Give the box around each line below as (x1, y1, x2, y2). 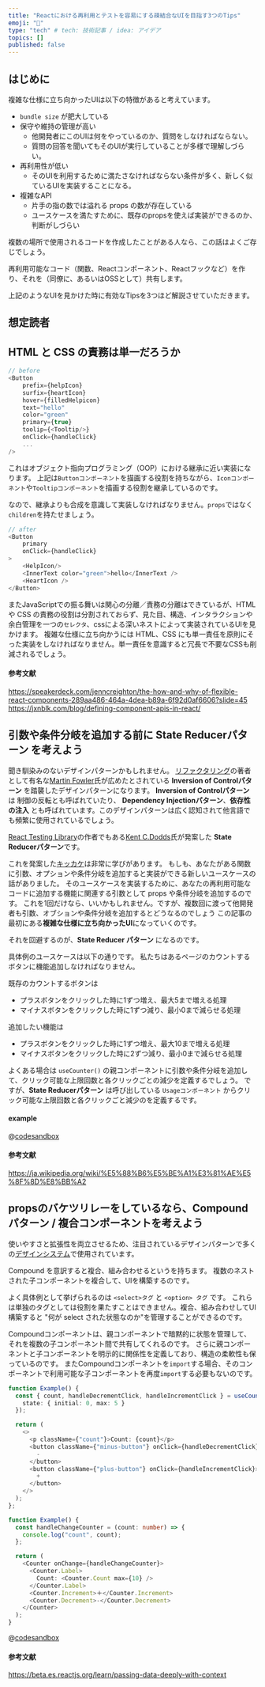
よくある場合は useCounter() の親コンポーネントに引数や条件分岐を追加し (8, 1065, 248, 1075)
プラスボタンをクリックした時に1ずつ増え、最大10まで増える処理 (19, 1038, 230, 1048)
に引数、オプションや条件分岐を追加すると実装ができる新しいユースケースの (8, 868, 256, 878)
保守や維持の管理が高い (19, 121, 96, 131)
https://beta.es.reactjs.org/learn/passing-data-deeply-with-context (8, 1670, 227, 1680)
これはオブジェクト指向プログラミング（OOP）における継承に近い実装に (8, 463, 244, 472)
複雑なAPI (19, 191, 53, 200)
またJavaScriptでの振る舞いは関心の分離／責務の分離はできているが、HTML (8, 599, 256, 609)
